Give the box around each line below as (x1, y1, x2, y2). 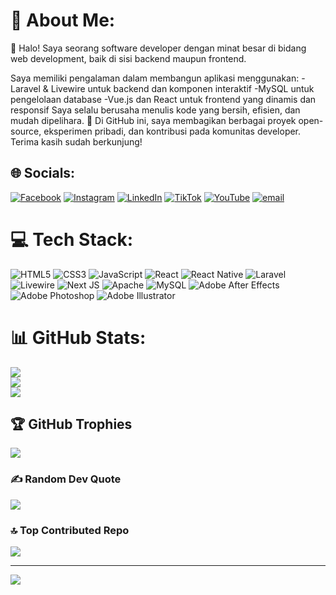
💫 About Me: (10, 9, 116, 32)
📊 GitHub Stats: (10, 326, 147, 349)
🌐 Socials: (10, 165, 76, 182)
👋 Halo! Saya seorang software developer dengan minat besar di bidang (10, 42, 307, 54)
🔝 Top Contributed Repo (10, 523, 130, 537)
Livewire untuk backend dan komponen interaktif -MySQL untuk (50, 82, 315, 94)
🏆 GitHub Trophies (10, 416, 133, 433)
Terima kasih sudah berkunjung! (10, 135, 143, 148)
